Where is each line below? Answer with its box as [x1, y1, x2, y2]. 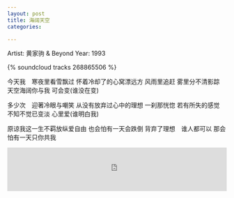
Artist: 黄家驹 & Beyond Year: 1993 [7, 49, 106, 58]
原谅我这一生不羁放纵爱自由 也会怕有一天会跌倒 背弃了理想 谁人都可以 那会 [7, 125, 226, 133]
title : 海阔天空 [7, 17, 50, 24]
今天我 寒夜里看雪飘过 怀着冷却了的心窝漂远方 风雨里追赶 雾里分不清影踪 [7, 77, 220, 86]
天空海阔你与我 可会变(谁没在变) [7, 86, 100, 95]
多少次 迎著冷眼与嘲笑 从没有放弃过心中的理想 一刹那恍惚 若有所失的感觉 [7, 101, 220, 109]
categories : [7, 23, 42, 30]
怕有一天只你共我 [7, 133, 56, 142]
